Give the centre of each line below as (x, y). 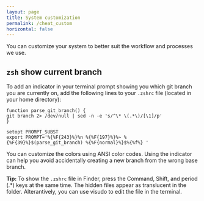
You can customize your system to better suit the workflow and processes (100, 46)
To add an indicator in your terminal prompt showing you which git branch (99, 86)
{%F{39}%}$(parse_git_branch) (45, 143)
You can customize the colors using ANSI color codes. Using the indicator (99, 154)
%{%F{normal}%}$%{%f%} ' (117, 143)
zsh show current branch (54, 72)
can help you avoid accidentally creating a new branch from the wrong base (102, 160)
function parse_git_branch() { (46, 111)
